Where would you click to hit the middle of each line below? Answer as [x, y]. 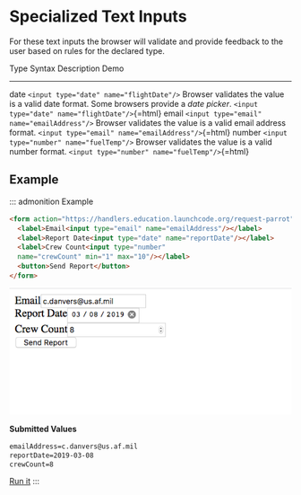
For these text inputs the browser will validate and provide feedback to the [146, 41]
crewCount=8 [31, 464]
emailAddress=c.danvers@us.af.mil [74, 446]
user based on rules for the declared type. [87, 50]
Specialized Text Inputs [98, 17]
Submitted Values [43, 429]
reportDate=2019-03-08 [52, 455]
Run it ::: [25, 481]
